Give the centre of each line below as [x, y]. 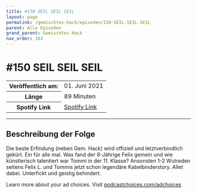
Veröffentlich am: [34, 86]
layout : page [22, 17]
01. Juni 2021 [84, 86]
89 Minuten [80, 96]
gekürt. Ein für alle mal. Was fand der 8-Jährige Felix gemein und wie [89, 154]
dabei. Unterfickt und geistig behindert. [54, 173]
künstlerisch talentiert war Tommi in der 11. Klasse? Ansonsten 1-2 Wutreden [98, 161]
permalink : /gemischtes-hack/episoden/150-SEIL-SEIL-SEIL [78, 22]
